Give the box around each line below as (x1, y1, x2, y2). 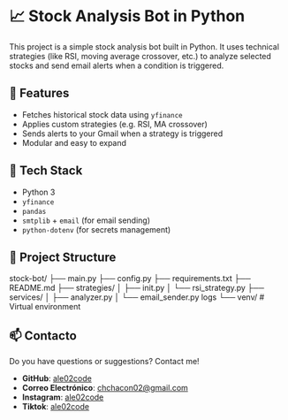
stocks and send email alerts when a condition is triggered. (9, 60, 224, 71)
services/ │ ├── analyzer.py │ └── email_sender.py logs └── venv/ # (9, 292, 265, 302)
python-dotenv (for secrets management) (21, 224, 171, 234)
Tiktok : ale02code (21, 401, 90, 412)
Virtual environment (9, 302, 81, 312)
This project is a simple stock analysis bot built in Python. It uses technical (9, 41, 280, 52)
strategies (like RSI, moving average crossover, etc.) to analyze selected (9, 50, 272, 61)
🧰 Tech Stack (9, 164, 83, 179)
